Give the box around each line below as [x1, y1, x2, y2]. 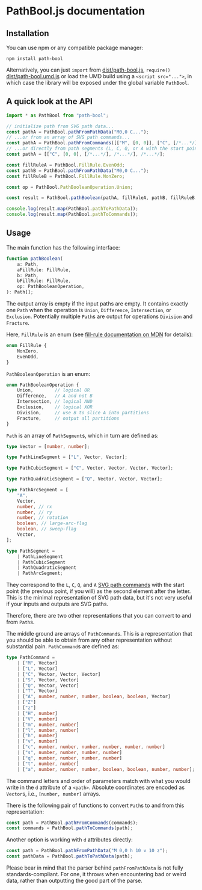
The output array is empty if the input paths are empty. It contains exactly [6, 300, 188, 307]
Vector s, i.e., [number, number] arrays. [6, 790, 100, 797]
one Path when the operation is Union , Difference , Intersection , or [6, 307, 171, 313]
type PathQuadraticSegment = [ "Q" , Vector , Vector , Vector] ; [6, 476, 163, 482]
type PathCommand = [6, 654, 55, 661]
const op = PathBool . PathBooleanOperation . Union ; [6, 184, 133, 190]
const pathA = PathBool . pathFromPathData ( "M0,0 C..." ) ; [6, 129, 149, 135]
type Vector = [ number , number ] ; [6, 443, 90, 449]
